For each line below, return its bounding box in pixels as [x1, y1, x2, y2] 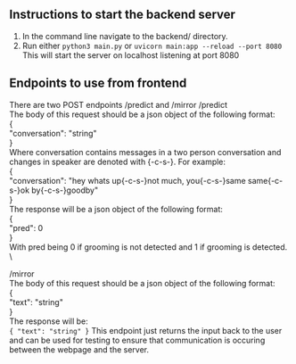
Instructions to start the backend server [9, 7, 236, 22]
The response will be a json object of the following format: [9, 203, 223, 214]
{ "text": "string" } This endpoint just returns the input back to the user [9, 325, 283, 335]
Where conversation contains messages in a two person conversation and [9, 146, 282, 157]
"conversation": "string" [9, 128, 97, 138]
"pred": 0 [9, 222, 44, 233]
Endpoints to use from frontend [9, 76, 187, 91]
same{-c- [248, 175, 284, 186]
